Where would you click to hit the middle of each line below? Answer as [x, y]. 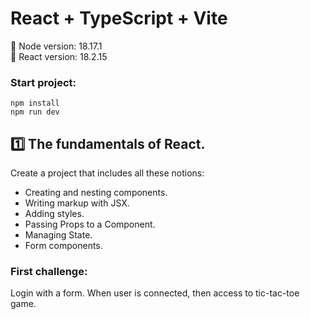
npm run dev [35, 112]
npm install [35, 103]
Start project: [43, 82]
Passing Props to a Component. [90, 224]
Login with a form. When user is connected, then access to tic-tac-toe [155, 293]
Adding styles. [54, 214]
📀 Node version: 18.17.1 [56, 46]
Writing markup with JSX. [77, 203]
